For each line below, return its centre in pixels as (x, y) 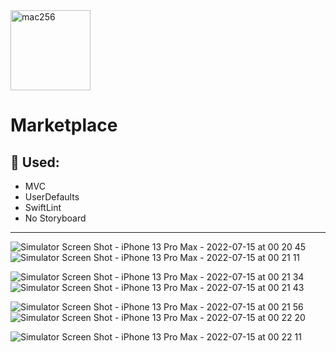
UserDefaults (52, 197)
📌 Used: (35, 162)
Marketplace (64, 125)
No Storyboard (55, 218)
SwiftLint (43, 207)
